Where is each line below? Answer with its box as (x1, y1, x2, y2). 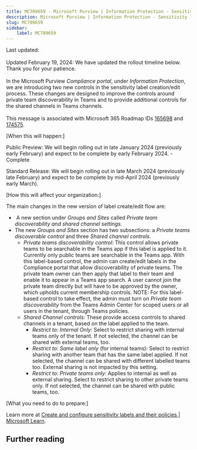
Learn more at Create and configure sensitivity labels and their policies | (6, 411, 181, 418)
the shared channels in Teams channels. (6, 102, 104, 109)
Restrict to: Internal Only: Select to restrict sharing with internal (32, 326, 185, 333)
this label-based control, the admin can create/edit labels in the (23, 257, 176, 264)
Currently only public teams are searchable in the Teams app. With (23, 251, 185, 258)
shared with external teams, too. (32, 338, 110, 346)
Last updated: (6, 46, 40, 53)
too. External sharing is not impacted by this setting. (32, 363, 158, 370)
